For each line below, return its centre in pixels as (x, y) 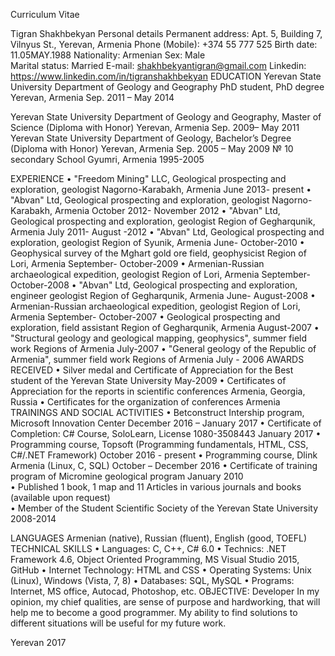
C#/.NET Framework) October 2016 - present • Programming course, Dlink (164, 455)
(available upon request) (60, 497)
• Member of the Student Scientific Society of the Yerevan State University (164, 508)
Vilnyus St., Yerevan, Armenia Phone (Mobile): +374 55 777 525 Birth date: (164, 44)
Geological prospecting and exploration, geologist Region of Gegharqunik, (163, 221)
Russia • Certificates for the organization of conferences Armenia (145, 402)
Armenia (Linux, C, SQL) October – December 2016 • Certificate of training (164, 465)
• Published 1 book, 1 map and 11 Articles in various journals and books (156, 487)
